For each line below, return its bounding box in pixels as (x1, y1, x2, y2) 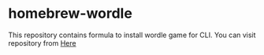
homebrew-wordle (8, 5, 132, 22)
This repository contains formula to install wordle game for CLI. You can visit (8, 30, 256, 40)
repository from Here (8, 38, 76, 47)
